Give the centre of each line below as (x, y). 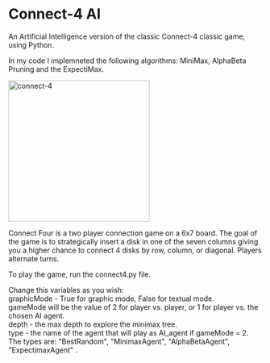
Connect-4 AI (55, 14)
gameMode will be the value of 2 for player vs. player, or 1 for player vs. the (133, 307)
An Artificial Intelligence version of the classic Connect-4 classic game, (127, 36)
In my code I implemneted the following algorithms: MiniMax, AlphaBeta (127, 60)
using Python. (31, 44)
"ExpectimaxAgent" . (43, 350)
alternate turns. (34, 258)
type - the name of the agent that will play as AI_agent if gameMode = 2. (129, 332)
